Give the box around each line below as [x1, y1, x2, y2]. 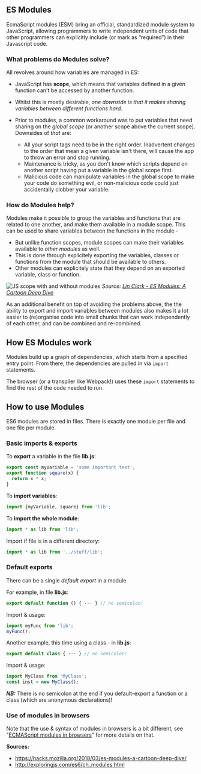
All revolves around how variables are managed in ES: [6, 69, 139, 76]
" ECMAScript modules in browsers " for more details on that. [6, 731, 155, 738]
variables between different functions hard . [14, 105, 123, 112]
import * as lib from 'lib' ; [6, 526, 79, 532]
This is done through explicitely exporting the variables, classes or [14, 252, 179, 259]
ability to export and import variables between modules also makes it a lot [6, 307, 189, 314]
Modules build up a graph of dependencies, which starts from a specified [6, 354, 188, 361]
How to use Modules [6, 402, 85, 412]
